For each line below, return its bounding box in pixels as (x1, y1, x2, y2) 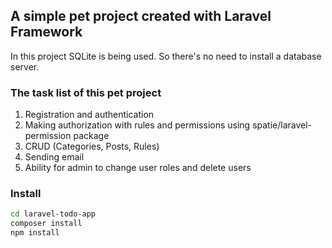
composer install (10, 219, 83, 229)
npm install (10, 228, 60, 238)
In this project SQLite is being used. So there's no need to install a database (10, 50, 322, 62)
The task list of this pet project (10, 85, 162, 99)
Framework (10, 24, 83, 41)
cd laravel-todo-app (10, 209, 97, 219)
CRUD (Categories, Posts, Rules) (24, 140, 160, 153)
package (73, 130, 110, 142)
